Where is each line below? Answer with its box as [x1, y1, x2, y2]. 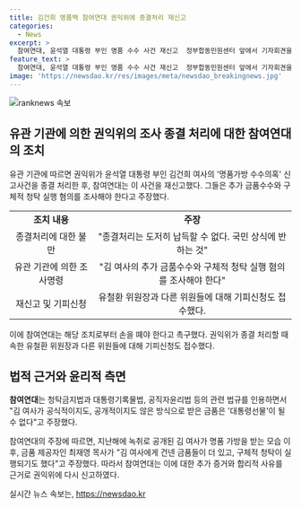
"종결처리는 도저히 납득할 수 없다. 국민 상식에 [98, 230, 276, 242]
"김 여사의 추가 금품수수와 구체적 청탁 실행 [99, 260, 267, 273]
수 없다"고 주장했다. [9, 416, 78, 427]
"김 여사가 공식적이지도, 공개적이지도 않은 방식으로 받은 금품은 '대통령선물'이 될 [9, 406, 286, 416]
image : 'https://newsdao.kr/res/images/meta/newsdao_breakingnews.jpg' [9, 72, 282, 81]
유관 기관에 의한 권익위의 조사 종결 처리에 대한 [9, 127, 246, 142]
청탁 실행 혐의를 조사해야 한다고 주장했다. [25, 190, 170, 202]
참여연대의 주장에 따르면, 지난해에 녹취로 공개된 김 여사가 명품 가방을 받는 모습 [9, 436, 282, 447]
